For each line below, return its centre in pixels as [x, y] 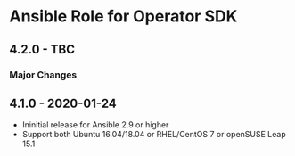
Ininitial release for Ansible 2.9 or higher [95, 125]
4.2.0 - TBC [42, 49]
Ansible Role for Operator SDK [123, 16]
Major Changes [43, 75]
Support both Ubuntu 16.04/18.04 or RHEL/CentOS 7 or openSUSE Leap [154, 135]
